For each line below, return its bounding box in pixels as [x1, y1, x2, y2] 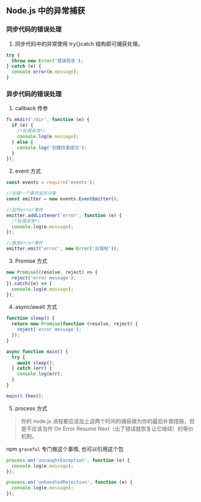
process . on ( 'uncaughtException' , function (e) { [6, 457, 130, 463]
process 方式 [14, 404, 47, 412]
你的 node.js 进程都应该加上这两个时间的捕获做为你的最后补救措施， [20, 417, 190, 424]
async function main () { [6, 349, 68, 355]
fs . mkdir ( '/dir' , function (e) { [6, 117, 90, 123]
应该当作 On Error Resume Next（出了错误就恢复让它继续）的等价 [31, 425, 194, 432]
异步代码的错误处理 [6, 90, 62, 98]
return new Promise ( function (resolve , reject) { [11, 321, 138, 327]
